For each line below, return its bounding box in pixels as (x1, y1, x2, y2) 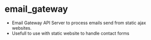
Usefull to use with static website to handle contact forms (11, 30, 130, 36)
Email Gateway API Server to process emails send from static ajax (11, 20, 147, 26)
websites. (11, 25, 32, 31)
